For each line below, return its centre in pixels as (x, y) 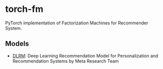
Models (17, 44)
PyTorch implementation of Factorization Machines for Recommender (77, 23)
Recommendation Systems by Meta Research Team (65, 61)
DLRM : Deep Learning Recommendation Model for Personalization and (85, 56)
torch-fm (24, 9)
